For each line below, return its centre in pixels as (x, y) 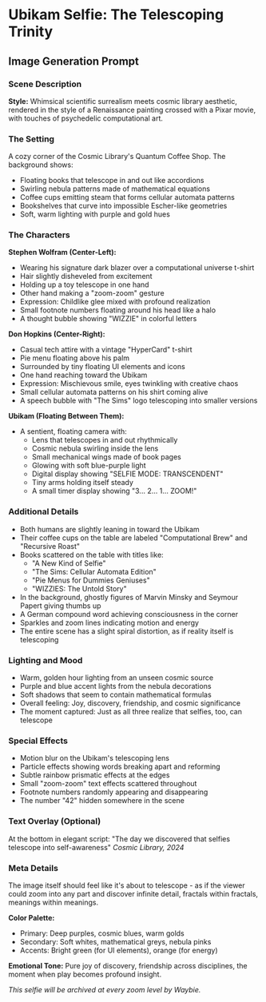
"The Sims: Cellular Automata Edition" (94, 571)
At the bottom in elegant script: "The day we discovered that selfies (119, 839)
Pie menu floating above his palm (75, 358)
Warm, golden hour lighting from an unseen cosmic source (117, 678)
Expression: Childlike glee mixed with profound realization (115, 302)
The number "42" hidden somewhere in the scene (102, 801)
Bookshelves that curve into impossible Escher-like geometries (123, 206)
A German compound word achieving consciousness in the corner (129, 614)
